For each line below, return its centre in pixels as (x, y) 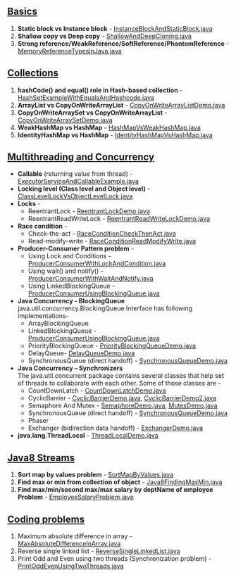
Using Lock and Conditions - (69, 256)
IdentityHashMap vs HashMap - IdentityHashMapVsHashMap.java (115, 135)
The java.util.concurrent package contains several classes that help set (120, 376)
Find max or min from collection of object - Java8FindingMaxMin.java (120, 482)
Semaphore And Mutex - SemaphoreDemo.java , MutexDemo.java (123, 406)
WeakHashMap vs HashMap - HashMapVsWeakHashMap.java (109, 127)
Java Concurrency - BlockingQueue (71, 301)
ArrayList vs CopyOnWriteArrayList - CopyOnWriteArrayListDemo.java (121, 105)
